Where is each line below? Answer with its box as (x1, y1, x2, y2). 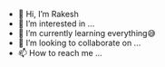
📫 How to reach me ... (17, 48, 102, 58)
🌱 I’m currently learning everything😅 (17, 28, 156, 38)
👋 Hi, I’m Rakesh (17, 9, 80, 19)
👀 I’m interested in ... (17, 18, 95, 29)
